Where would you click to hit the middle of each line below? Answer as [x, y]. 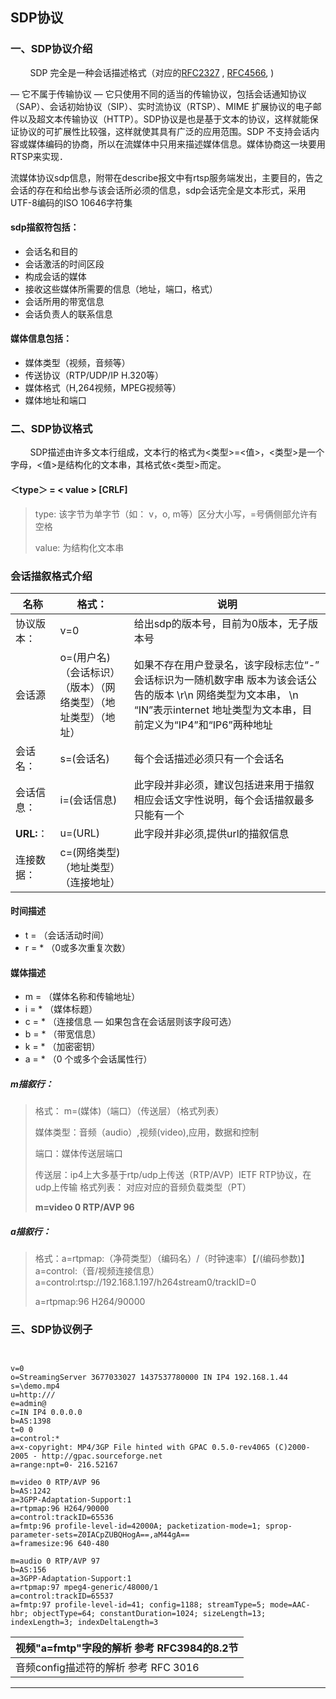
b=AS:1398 [31, 1421]
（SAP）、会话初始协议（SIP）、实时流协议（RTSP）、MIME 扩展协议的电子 [161, 106]
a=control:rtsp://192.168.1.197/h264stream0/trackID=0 [145, 1282]
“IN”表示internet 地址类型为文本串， [218, 710]
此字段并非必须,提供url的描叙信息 [211, 833]
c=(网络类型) [90, 852]
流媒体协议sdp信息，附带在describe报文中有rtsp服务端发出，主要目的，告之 [167, 177]
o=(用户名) [85, 657]
